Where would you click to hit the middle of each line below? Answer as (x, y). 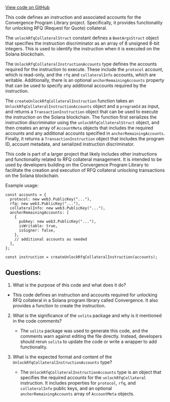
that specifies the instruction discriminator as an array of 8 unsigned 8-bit (82, 43)
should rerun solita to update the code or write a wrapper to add (89, 341)
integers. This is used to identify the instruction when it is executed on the (82, 49)
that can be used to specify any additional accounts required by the (76, 85)
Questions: (23, 272)
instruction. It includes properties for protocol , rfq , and (78, 383)
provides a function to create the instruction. (59, 305)
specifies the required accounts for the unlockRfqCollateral (83, 377)
